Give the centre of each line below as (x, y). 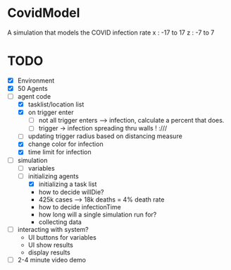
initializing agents (53, 176)
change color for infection (65, 144)
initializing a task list (68, 184)
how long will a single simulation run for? (98, 214)
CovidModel (44, 13)
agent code (34, 96)
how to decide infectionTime (80, 207)
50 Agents (32, 88)
